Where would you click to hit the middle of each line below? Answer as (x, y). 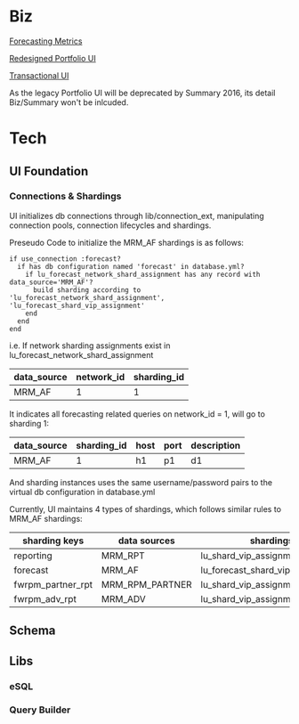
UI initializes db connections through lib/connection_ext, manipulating (137, 216)
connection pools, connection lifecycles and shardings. (110, 225)
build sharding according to (87, 290)
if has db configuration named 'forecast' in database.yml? (131, 266)
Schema (32, 631)
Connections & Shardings (65, 196)
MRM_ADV (124, 598)
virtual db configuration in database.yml (82, 492)
